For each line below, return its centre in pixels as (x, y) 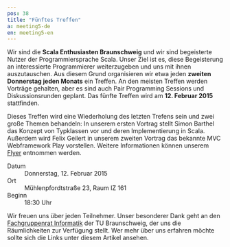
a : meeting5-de (29, 26)
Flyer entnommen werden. (44, 153)
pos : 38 (18, 13)
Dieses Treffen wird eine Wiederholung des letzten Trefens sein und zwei (111, 117)
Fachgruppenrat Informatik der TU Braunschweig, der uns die (94, 223)
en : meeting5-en (30, 33)
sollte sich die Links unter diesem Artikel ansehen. (78, 238)
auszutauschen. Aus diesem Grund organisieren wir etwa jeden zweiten (109, 74)
